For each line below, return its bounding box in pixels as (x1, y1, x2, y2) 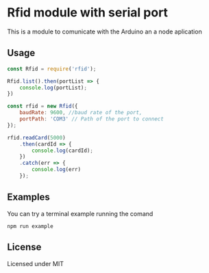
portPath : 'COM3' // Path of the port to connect (19, 116, 164, 122)
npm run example (7, 222, 53, 230)
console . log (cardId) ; (32, 147, 94, 154)
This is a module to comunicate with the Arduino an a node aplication (7, 27, 202, 36)
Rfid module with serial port (7, 5, 169, 21)
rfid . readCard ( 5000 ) (7, 134, 66, 141)
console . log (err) (32, 166, 81, 173)
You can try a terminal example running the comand (7, 209, 153, 218)
